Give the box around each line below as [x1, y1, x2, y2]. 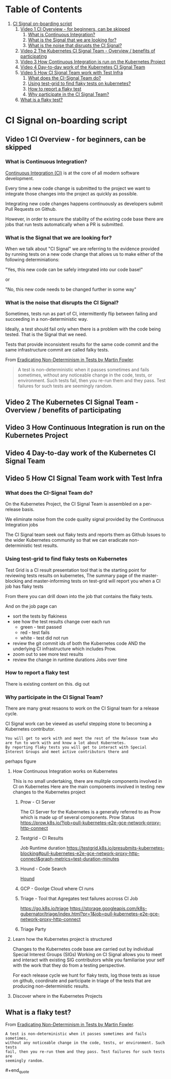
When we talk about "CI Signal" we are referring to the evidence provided [5, 246, 160, 252]
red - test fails [20, 629, 50, 635]
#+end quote [5, 1067, 30, 1074]
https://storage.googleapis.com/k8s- [69, 906, 148, 912]
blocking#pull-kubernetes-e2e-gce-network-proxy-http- [20, 850, 140, 856]
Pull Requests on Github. [5, 206, 57, 212]
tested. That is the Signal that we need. [5, 332, 88, 338]
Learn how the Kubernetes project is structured [12, 936, 112, 942]
